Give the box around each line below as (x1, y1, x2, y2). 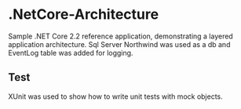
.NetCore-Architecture (8, 5, 159, 24)
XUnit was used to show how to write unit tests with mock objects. (8, 92, 224, 101)
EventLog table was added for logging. (8, 48, 133, 57)
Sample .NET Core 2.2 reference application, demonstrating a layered (8, 31, 233, 41)
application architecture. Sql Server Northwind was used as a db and (8, 39, 231, 49)
